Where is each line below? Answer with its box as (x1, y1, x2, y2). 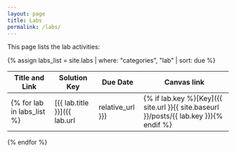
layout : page (7, 10, 46, 18)
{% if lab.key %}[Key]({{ (143, 94, 223, 103)
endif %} (143, 120, 172, 130)
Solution (58, 73, 88, 83)
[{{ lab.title (54, 98, 89, 108)
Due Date (101, 77, 133, 87)
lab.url (54, 115, 76, 125)
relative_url (98, 103, 135, 113)
